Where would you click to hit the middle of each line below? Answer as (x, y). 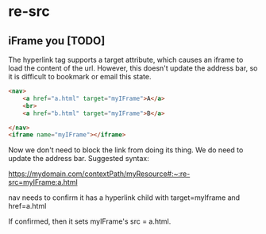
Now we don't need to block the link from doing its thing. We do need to (126, 150)
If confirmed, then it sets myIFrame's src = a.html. (90, 221)
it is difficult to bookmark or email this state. (80, 77)
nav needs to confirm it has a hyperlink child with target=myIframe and (124, 198)
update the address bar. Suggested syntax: (79, 159)
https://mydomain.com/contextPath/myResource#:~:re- (99, 174)
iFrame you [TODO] (57, 41)
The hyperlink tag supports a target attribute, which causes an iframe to (126, 59)
